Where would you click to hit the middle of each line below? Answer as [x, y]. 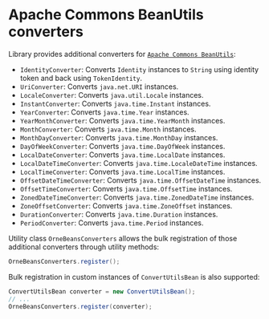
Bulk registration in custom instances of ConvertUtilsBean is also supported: [134, 277]
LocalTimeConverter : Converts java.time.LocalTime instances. [122, 172]
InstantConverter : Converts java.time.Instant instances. [115, 103]
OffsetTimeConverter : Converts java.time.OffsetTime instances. [126, 188]
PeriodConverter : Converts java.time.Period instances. [112, 223]
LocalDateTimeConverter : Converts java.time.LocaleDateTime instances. [139, 163]
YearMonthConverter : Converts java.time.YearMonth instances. [122, 120]
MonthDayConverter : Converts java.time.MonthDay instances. [119, 137]
